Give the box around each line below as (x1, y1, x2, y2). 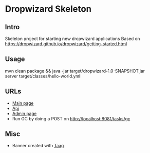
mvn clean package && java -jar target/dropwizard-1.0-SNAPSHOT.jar (5, 68, 145, 74)
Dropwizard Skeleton (5, 3, 92, 15)
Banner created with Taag (12, 143, 64, 149)
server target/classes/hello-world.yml (5, 73, 81, 79)
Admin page (12, 111, 37, 116)
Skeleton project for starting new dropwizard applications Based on (5, 36, 140, 41)
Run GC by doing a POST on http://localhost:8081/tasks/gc (12, 115, 131, 121)
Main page (12, 100, 34, 106)
